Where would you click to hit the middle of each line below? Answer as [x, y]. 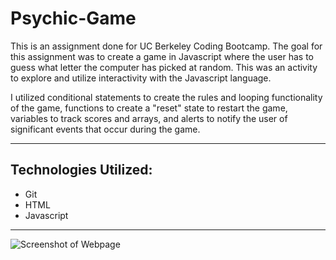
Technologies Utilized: [81, 170]
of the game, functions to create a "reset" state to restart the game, [149, 108]
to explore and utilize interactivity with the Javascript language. [141, 78]
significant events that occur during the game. [105, 129]
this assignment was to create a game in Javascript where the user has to [162, 56]
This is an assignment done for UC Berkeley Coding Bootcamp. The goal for [166, 46]
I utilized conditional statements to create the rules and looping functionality [166, 97]
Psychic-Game [73, 18]
